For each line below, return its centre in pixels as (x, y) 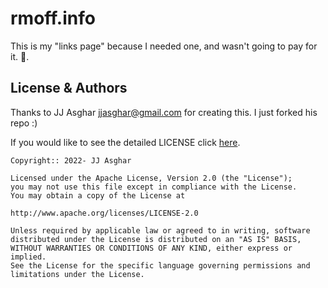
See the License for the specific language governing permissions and (160, 265)
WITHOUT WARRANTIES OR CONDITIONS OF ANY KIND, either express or (151, 248)
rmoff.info (53, 18)
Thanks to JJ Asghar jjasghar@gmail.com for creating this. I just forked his (164, 112)
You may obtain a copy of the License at (98, 195)
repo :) (24, 123)
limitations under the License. (77, 274)
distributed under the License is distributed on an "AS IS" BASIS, (156, 239)
